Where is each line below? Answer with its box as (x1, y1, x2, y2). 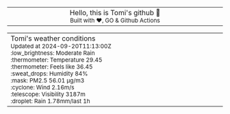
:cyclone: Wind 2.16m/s (10, 84, 75, 91)
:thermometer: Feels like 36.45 (10, 63, 93, 71)
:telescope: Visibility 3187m (10, 91, 86, 98)
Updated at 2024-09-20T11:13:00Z (10, 43, 112, 50)
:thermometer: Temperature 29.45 (10, 56, 103, 64)
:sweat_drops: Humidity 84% (10, 70, 88, 78)
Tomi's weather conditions (10, 34, 96, 43)
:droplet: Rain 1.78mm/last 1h (10, 98, 90, 105)
